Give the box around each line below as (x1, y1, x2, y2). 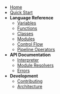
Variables (17, 20, 36, 26)
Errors (17, 68, 30, 74)
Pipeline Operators (17, 47, 55, 52)
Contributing (17, 78, 43, 84)
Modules (17, 36, 35, 42)
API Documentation (9, 52, 51, 58)
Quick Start (9, 9, 33, 15)
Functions (17, 25, 37, 31)
